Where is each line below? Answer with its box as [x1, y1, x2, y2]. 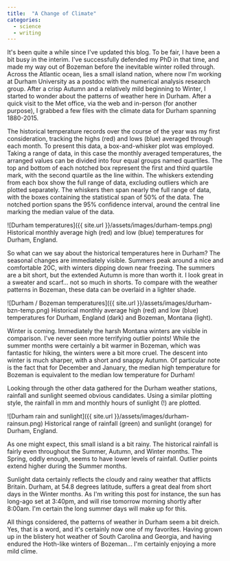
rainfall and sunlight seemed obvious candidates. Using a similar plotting [7, 392, 212, 400]
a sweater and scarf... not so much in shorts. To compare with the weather [7, 278, 218, 286]
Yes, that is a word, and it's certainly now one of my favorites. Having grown [7, 525, 223, 533]
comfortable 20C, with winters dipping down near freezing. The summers [7, 264, 215, 272]
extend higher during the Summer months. [7, 462, 127, 470]
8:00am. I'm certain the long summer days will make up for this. [7, 505, 187, 513]
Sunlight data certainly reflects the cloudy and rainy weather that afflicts [7, 476, 211, 484]
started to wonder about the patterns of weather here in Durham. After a [7, 92, 211, 100]
